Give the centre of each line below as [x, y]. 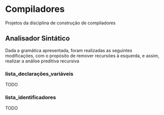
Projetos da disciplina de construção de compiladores [60, 23]
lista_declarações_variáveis [39, 74]
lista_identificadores [31, 97]
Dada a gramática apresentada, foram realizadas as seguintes [69, 50]
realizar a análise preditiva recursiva [42, 61]
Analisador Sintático [38, 38]
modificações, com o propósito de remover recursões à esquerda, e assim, [82, 56]
